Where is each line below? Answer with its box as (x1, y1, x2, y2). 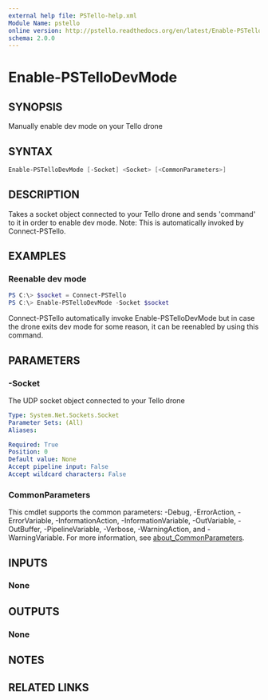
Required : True (8, 441, 59, 449)
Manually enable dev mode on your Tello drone (8, 122, 164, 131)
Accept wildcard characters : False (8, 470, 127, 478)
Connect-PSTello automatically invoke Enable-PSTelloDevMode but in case (8, 314, 255, 323)
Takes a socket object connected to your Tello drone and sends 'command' (8, 209, 256, 218)
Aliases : (8, 426, 37, 434)
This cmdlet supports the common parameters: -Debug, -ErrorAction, (8, 507, 237, 517)
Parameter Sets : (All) (8, 418, 84, 426)
